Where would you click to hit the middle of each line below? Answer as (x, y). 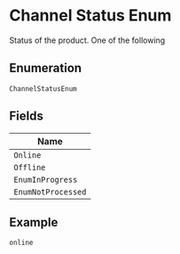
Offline (30, 167)
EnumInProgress (46, 180)
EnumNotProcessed (50, 192)
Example (34, 222)
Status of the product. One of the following (87, 40)
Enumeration (46, 68)
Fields (27, 116)
